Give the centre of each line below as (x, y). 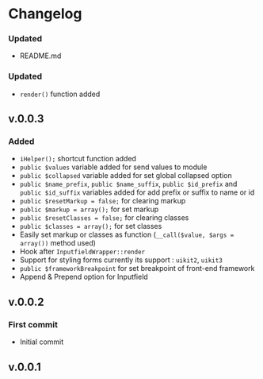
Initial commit (42, 342)
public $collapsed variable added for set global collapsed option (126, 176)
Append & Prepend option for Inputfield (84, 277)
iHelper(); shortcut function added (78, 159)
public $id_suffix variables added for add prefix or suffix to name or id (137, 192)
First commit (33, 324)
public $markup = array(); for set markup (89, 209)
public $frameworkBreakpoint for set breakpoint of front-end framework (137, 269)
